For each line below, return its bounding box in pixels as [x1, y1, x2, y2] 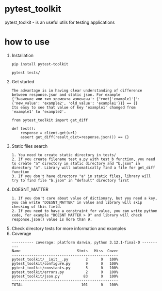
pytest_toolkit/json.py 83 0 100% [11, 274, 118, 279]
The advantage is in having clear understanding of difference [11, 88, 143, 93]
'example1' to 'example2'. [11, 109, 66, 114]
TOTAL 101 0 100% [11, 282, 118, 287]
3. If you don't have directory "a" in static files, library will [11, 173, 151, 179]
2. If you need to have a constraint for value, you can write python [11, 208, 158, 214]
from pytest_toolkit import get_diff [11, 118, 88, 123]
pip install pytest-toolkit [11, 61, 68, 66]
